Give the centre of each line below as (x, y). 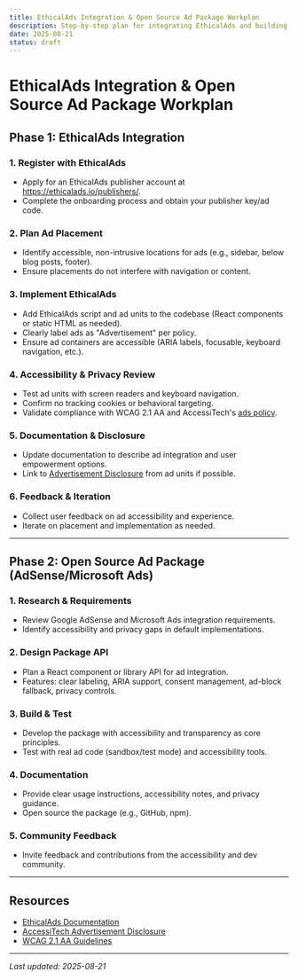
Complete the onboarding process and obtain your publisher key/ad (145, 201)
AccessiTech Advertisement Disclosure (94, 931)
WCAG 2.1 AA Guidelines (67, 941)
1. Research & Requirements (71, 600)
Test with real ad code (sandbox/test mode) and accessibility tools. (145, 751)
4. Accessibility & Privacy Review (82, 374)
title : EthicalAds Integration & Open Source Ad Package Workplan (134, 17)
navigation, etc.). (53, 351)
